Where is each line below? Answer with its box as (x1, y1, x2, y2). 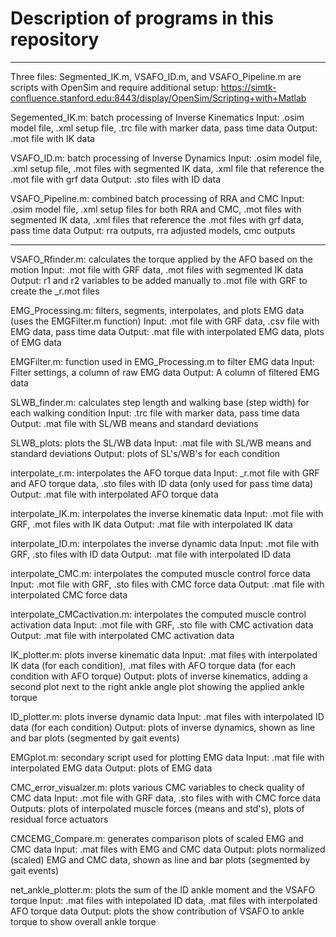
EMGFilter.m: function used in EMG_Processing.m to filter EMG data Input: (10, 355, 316, 367)
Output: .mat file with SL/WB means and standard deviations (10, 417, 259, 429)
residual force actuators (10, 813, 109, 825)
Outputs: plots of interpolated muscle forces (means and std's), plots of (10, 802, 305, 814)
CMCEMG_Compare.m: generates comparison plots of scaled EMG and (10, 832, 304, 844)
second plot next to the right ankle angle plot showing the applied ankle (10, 680, 305, 692)
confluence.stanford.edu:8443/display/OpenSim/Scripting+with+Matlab (10, 92, 307, 104)
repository (10, 28, 100, 51)
